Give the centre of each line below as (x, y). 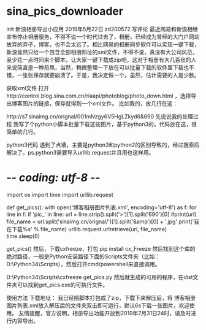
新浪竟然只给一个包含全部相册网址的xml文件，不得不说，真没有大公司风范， (102, 52)
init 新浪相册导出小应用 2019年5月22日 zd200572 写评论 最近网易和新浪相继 (102, 29)
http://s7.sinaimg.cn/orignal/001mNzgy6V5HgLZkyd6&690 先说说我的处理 (100, 116)
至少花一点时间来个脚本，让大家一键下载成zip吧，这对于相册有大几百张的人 (101, 59)
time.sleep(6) (23, 236)
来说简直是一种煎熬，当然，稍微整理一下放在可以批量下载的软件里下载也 (97, 67)
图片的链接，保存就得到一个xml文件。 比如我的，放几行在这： (100, 103)
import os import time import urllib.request (60, 194)
